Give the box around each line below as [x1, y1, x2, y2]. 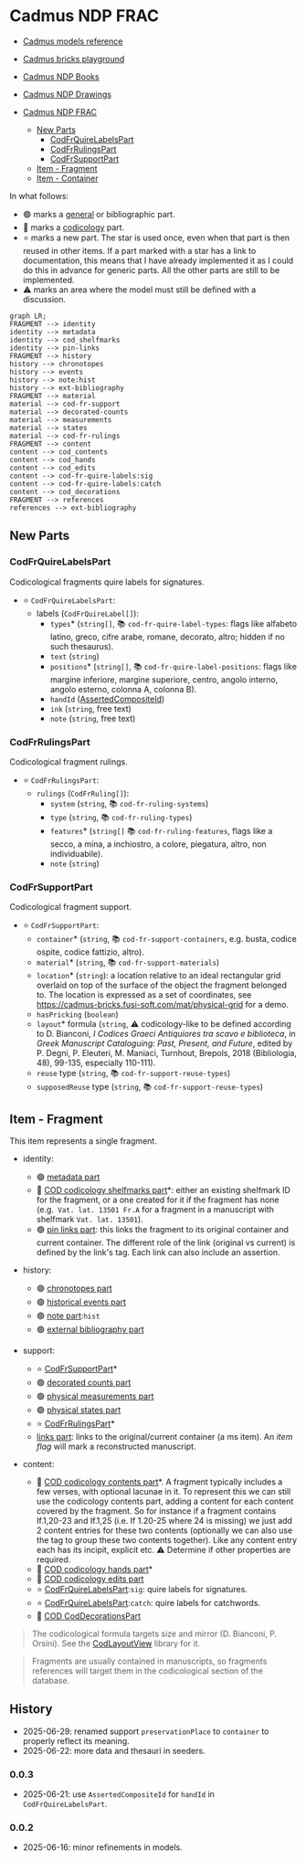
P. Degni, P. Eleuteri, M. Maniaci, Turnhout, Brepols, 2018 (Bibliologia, [36, 1048, 297, 1059]
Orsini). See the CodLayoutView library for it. [31, 1638, 201, 1649]
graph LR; [9, 312, 47, 321]
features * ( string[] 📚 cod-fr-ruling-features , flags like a [49, 825, 273, 836]
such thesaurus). [49, 640, 114, 651]
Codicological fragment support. [9, 902, 132, 913]
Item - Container [36, 173, 99, 184]
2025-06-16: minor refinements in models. [22, 1842, 183, 1853]
